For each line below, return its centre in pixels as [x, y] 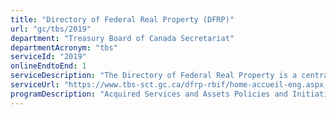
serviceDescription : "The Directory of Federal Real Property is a [154, 76]
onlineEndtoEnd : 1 [48, 66]
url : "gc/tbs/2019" [51, 29]
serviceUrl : [35, 85]
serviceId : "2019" [48, 57]
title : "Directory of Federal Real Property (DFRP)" [122, 19]
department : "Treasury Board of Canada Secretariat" [122, 38]
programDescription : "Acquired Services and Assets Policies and [149, 94]
